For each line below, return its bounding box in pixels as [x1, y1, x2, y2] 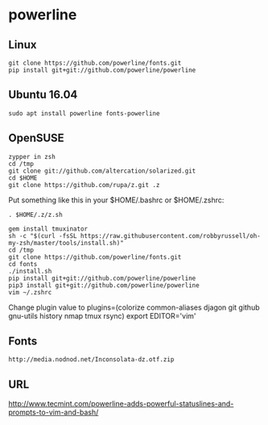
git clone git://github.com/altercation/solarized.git [8, 167, 196, 175]
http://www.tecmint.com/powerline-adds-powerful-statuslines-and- [8, 399, 234, 409]
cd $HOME [8, 173, 38, 182]
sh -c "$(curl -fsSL [8, 231, 78, 240]
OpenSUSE [8, 131, 64, 145]
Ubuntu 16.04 [8, 88, 78, 102]
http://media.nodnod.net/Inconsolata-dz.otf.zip [8, 356, 175, 364]
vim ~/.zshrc [8, 288, 52, 296]
